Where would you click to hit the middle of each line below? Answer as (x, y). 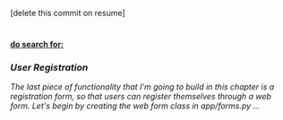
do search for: (37, 45)
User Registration (49, 68)
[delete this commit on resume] (68, 13)
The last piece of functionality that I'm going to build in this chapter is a (142, 87)
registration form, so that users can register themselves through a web (141, 97)
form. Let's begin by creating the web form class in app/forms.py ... (135, 106)
